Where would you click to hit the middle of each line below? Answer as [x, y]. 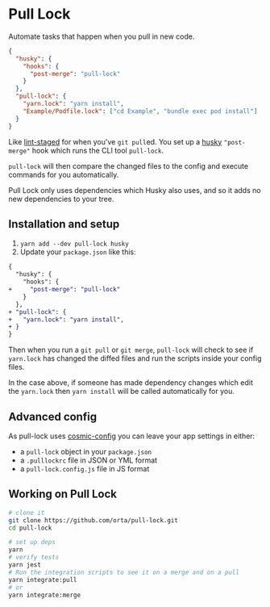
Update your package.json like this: [78, 252]
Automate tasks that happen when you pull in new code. [102, 36]
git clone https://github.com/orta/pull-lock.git [93, 520]
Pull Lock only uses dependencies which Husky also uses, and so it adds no [135, 190]
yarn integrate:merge [45, 595]
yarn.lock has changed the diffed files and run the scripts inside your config [135, 358]
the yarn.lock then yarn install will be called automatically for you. [122, 391]
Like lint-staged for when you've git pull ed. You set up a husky [115, 141]
